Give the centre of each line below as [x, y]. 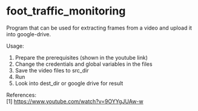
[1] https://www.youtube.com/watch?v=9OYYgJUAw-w [75, 101]
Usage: [15, 46]
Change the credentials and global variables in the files [84, 64]
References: [21, 95]
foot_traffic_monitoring [66, 11]
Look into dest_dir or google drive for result [69, 83]
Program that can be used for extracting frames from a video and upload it [99, 28]
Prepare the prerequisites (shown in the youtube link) [81, 57]
